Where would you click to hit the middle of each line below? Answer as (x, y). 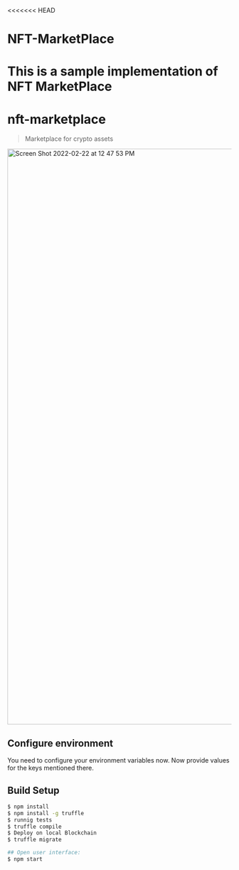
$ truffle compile (34, 827)
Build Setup (33, 790)
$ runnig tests (30, 820)
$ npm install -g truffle (46, 813)
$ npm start (25, 859)
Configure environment (60, 743)
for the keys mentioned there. (51, 768)
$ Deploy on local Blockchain (52, 833)
